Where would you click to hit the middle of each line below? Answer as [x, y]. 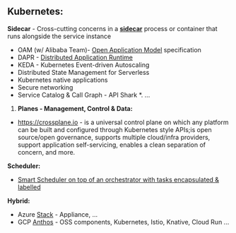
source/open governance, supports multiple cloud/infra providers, [114, 137]
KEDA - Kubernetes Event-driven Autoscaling [83, 65]
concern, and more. [46, 152]
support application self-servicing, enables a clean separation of [112, 145]
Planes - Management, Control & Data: [75, 108]
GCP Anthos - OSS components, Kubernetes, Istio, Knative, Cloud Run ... [123, 222]
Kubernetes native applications [63, 80]
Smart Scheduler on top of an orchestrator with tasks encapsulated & [118, 179]
